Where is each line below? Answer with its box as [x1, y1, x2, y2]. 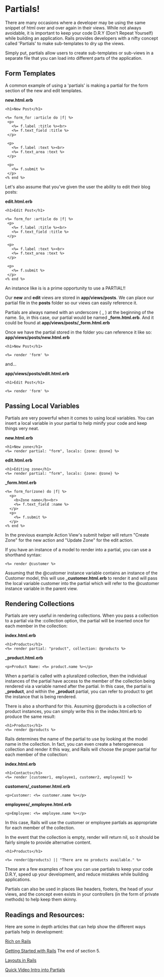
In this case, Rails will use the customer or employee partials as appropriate [5, 820, 158, 826]
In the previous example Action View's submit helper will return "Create [5, 532, 149, 537]
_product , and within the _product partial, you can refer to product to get [5, 688, 153, 694]
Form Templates [5, 70, 56, 78]
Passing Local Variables [5, 402, 80, 410]
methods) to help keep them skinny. [5, 897, 77, 903]
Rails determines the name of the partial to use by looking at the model [5, 736, 148, 742]
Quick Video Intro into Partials [5, 967, 65, 973]
